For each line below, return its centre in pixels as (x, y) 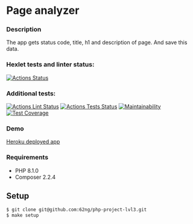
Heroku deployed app (33, 142)
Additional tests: (31, 93)
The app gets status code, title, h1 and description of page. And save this (97, 42)
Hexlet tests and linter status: (50, 65)
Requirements (27, 158)
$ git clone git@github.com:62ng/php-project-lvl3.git (77, 210)
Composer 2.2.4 (35, 177)
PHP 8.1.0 (27, 170)
